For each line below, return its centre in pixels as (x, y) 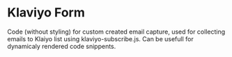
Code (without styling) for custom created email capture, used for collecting (116, 32)
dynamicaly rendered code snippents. (62, 46)
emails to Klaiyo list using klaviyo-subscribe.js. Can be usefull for (100, 38)
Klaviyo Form (46, 13)
